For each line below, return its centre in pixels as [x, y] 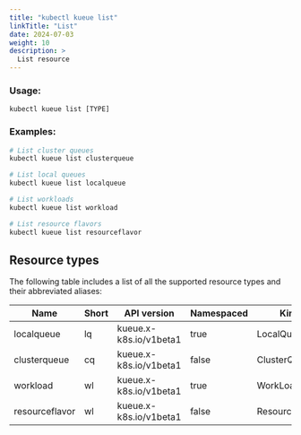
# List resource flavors [56, 224]
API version [149, 313]
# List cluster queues [52, 150]
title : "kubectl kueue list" [64, 17]
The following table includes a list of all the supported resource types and [145, 282]
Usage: [26, 91]
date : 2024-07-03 [42, 34]
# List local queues [48, 175]
